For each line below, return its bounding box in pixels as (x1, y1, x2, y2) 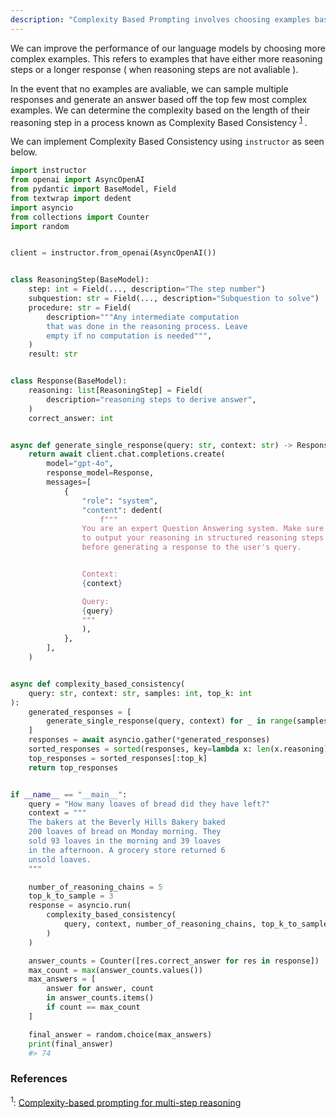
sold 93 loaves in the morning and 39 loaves (28, 836, 222, 846)
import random (10, 221, 70, 231)
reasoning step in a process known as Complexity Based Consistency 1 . (10, 114, 308, 128)
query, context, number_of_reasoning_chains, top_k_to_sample (63, 919, 329, 930)
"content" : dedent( (81, 505, 163, 515)
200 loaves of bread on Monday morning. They (28, 827, 222, 837)
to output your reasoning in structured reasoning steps (81, 533, 325, 543)
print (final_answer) (28, 1039, 114, 1049)
